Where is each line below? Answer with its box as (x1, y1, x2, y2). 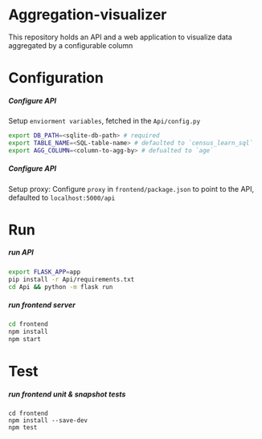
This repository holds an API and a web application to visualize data (8, 32, 233, 42)
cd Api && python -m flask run (8, 283, 113, 291)
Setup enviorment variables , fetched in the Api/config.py (8, 116, 201, 126)
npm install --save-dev (8, 417, 88, 425)
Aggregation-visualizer (8, 6, 167, 24)
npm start (8, 335, 42, 343)
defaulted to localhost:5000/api (8, 193, 116, 202)
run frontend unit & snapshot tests (8, 389, 126, 399)
